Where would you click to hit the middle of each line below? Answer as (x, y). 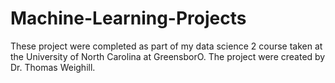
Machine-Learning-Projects (128, 18)
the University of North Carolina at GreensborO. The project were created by (168, 56)
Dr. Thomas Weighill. (53, 67)
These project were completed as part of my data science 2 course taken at (166, 46)
